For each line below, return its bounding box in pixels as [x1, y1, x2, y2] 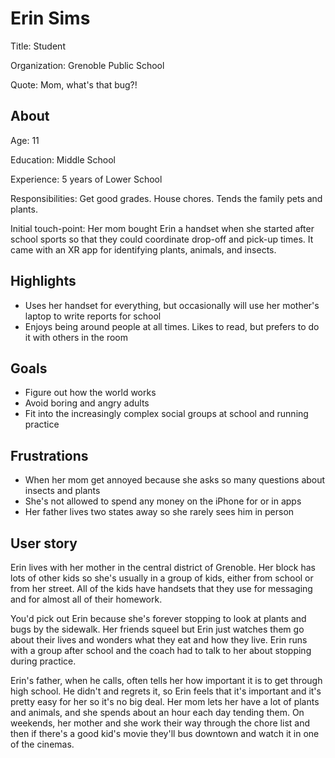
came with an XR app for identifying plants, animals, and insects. [10, 243, 277, 256]
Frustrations [10, 447, 89, 464]
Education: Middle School [10, 153, 116, 166]
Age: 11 [10, 134, 40, 146]
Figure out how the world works [24, 387, 157, 399]
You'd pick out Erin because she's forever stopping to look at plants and [10, 613, 307, 624]
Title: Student [10, 40, 66, 52]
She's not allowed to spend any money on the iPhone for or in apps [24, 495, 302, 507]
